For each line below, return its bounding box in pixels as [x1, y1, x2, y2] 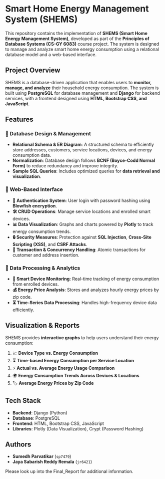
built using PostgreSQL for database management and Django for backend [5, 90, 160, 96]
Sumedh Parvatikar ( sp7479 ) [12, 453, 71, 459]
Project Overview [5, 66, 60, 75]
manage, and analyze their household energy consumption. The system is [5, 85, 159, 91]
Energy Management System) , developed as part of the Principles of [5, 36, 149, 42]
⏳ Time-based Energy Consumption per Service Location [12, 357, 134, 363]
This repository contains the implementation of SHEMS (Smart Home [5, 30, 147, 36]
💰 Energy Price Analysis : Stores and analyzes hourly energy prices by [12, 287, 159, 293]
